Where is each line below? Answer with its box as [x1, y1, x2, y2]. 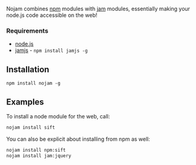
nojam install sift [6, 124, 55, 131]
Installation [6, 64, 49, 74]
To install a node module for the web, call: [6, 112, 110, 120]
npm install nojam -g [6, 80, 61, 86]
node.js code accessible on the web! [6, 11, 98, 19]
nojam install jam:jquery [6, 152, 71, 159]
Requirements [6, 27, 49, 35]
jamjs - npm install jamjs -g [14, 47, 88, 54]
